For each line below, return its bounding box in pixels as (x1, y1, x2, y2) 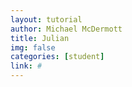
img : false (10, 42, 56, 53)
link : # (10, 61, 43, 71)
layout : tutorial (10, 14, 83, 25)
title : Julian (10, 33, 70, 43)
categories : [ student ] (10, 52, 105, 62)
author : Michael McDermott (10, 24, 123, 34)
